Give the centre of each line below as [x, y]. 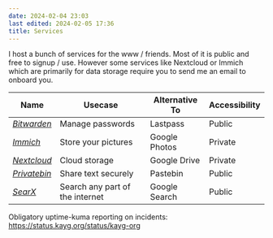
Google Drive [175, 161]
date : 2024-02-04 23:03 [49, 16]
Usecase [101, 105]
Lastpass [167, 124]
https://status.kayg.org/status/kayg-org [74, 226]
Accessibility [234, 105]
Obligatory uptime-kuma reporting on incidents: [88, 217]
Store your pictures [96, 142]
